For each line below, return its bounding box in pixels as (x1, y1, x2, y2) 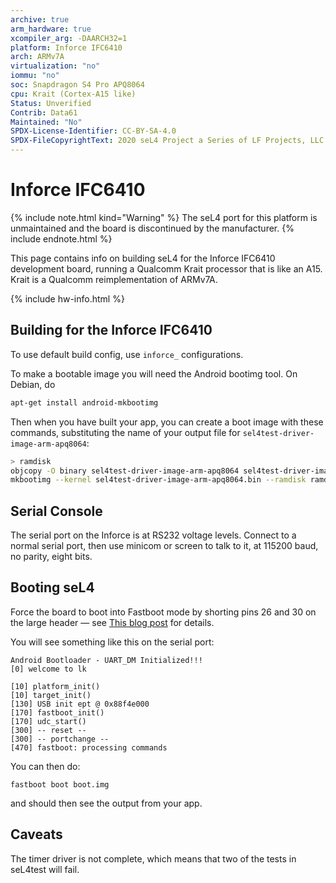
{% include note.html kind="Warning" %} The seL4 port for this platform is (10, 211, 318, 223)
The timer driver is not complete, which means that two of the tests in (10, 852, 297, 865)
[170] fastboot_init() (10, 707, 105, 718)
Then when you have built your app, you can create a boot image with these (10, 416, 324, 428)
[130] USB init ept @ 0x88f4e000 (10, 699, 150, 709)
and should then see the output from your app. (10, 797, 203, 809)
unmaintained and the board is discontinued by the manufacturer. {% (10, 222, 295, 234)
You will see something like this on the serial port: (10, 636, 215, 648)
